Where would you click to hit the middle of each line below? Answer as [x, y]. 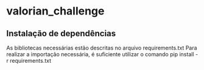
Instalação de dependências [61, 33]
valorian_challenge [55, 11]
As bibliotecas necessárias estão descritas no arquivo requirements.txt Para [102, 48]
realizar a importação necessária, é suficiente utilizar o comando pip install [100, 54]
